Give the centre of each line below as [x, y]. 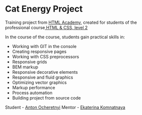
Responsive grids [30, 62]
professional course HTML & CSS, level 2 [46, 27]
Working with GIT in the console [44, 46]
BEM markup [25, 67]
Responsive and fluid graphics [42, 77]
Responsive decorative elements [45, 72]
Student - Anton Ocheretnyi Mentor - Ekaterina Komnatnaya [65, 107]
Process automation [32, 93]
